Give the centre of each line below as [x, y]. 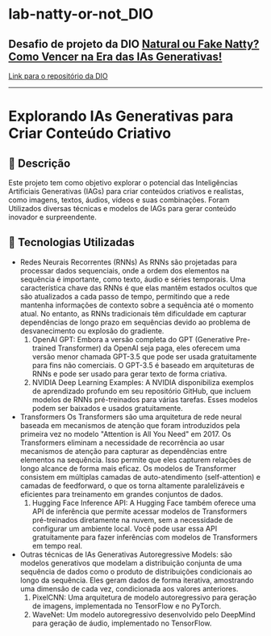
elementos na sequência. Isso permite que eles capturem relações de [135, 460]
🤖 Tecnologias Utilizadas [71, 242]
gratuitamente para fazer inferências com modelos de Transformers [145, 537]
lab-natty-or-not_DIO [81, 14]
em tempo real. [57, 545]
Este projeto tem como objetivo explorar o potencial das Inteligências [123, 182]
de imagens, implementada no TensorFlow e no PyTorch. [127, 606]
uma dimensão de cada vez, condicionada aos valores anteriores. [129, 588]
